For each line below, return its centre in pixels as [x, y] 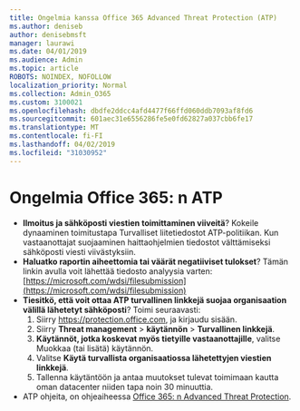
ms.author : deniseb [46, 26]
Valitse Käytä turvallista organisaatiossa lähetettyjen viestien [154, 357]
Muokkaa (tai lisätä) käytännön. [95, 348]
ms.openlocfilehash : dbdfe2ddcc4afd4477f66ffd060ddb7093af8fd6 [131, 111]
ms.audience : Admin [46, 60]
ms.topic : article [44, 69]
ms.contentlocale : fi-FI [56, 136]
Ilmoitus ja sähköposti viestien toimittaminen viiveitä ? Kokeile [140, 222]
